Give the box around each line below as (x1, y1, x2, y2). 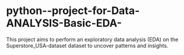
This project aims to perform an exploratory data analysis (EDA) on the (6, 36, 179, 43)
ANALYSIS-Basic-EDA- (6, 16, 122, 30)
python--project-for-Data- (6, 4, 140, 18)
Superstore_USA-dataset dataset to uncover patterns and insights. (6, 42, 169, 49)
